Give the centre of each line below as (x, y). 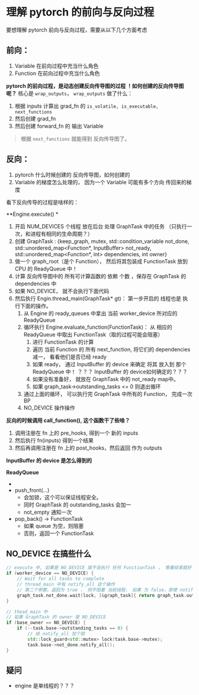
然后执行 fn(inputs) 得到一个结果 (54, 440)
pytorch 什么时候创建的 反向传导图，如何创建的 (72, 174)
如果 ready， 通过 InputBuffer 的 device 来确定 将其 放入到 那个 (109, 364)
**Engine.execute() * (32, 214)
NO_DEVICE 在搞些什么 (49, 554)
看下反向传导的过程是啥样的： (42, 202)
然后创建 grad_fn (35, 118)
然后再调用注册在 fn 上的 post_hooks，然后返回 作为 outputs (88, 448)
